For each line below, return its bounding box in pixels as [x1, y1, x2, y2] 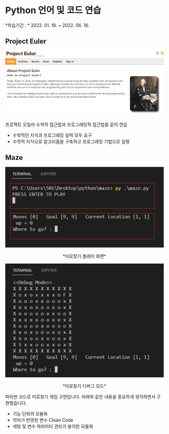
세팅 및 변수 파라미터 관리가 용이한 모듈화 [12, 423, 94, 429]
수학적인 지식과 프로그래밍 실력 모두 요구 [12, 132, 92, 138]
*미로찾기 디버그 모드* [62, 383, 107, 389]
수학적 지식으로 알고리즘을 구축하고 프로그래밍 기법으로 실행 [12, 138, 130, 144]
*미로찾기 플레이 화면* [62, 253, 107, 260]
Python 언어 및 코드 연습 [5, 5, 102, 16]
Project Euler [5, 37, 47, 46]
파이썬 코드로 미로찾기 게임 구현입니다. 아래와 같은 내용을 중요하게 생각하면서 [5, 394, 156, 400]
